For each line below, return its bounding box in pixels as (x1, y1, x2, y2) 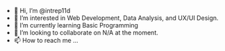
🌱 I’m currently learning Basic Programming (13, 21, 139, 29)
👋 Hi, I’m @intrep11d (13, 7, 71, 14)
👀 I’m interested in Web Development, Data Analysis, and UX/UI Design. (13, 14, 219, 22)
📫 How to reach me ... (13, 37, 78, 44)
